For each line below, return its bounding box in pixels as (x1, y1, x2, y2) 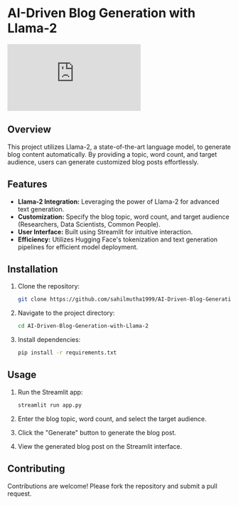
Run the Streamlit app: (17, 387, 83, 396)
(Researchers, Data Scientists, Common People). (17, 219, 161, 229)
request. (7, 489, 32, 498)
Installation (7, 263, 58, 275)
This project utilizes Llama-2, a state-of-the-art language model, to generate (7, 142, 231, 151)
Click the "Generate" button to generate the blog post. (17, 428, 176, 437)
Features (7, 178, 48, 190)
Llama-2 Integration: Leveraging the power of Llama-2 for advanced (17, 197, 220, 206)
